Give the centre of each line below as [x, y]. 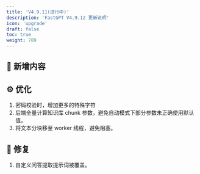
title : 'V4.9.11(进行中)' [38, 12]
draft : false [23, 29]
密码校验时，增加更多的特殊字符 [55, 105]
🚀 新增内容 [26, 67]
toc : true [19, 35]
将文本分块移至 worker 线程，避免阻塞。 [66, 128]
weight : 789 [21, 40]
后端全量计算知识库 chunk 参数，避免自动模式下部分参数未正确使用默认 [105, 113]
